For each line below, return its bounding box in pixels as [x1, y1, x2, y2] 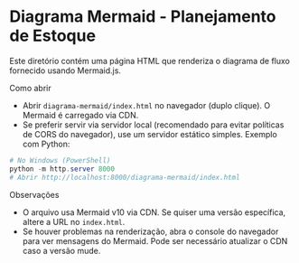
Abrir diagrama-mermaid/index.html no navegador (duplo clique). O [22, 99, 271, 110]
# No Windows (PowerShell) [9, 155, 111, 164]
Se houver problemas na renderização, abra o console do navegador [22, 226, 279, 237]
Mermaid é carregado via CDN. [22, 109, 139, 120]
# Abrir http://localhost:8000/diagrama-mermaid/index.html [9, 173, 241, 182]
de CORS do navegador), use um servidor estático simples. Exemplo [22, 128, 277, 139]
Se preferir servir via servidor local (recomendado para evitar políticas [22, 119, 285, 130]
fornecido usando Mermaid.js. [9, 65, 122, 76]
